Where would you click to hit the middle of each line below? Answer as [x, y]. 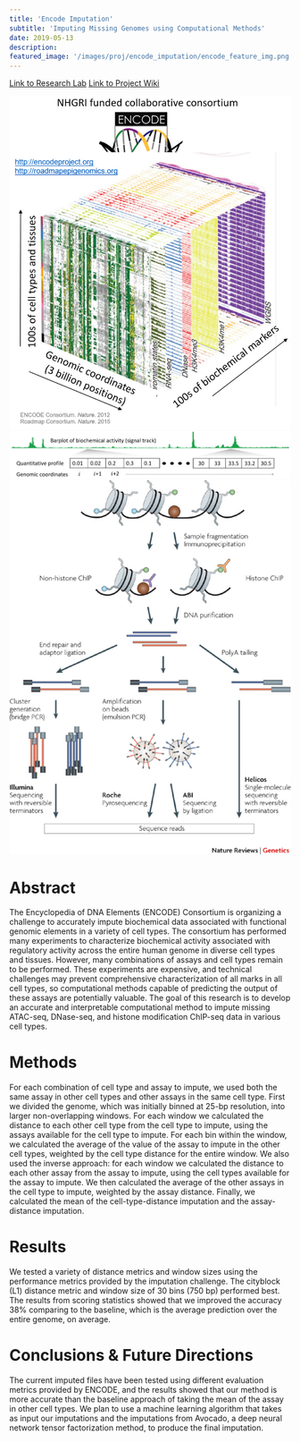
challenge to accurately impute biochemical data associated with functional [148, 922]
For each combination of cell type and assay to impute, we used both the [143, 1088]
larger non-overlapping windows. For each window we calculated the [137, 1116]
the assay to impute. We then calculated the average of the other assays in [146, 1183]
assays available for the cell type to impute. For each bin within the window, [148, 1135]
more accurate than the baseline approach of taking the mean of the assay [146, 1399]
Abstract [42, 888]
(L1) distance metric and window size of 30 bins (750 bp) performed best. [145, 1291]
